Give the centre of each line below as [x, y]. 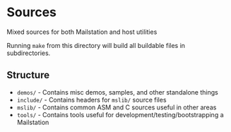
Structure [28, 75]
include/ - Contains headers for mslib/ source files [91, 100]
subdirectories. [29, 53]
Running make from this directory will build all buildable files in [96, 45]
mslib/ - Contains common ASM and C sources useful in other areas [117, 107]
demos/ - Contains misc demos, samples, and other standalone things [117, 92]
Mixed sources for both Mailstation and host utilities [82, 32]
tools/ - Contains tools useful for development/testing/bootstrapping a [120, 114]
